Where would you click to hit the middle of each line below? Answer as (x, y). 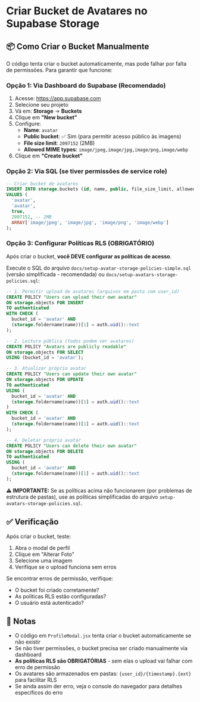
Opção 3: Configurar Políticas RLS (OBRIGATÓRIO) (80, 243)
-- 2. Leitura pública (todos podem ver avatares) (70, 341)
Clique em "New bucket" (46, 117)
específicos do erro (39, 692)
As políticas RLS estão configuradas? (60, 596)
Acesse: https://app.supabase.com (58, 98)
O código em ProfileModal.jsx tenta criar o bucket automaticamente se (103, 636)
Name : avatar (41, 130)
